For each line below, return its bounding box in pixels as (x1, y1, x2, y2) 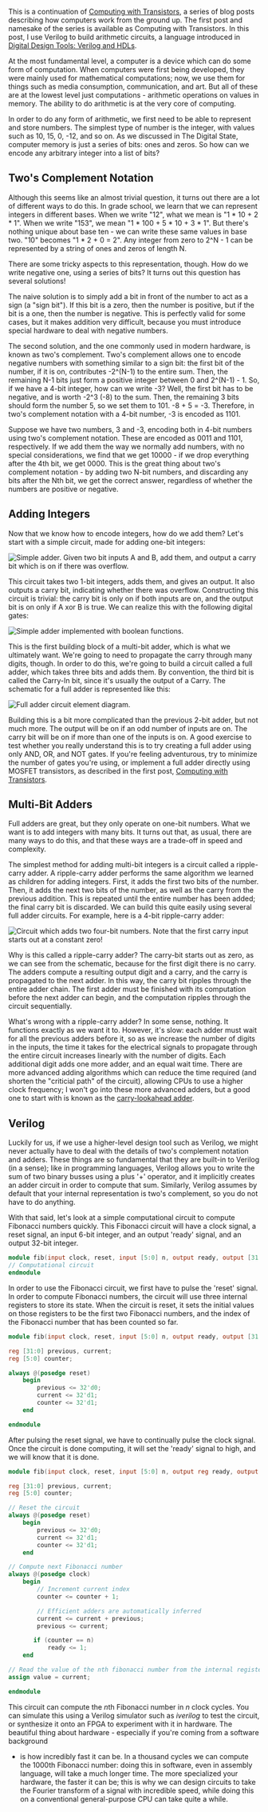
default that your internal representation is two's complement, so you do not (8, 1189, 258, 1198)
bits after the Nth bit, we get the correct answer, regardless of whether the (8, 475, 253, 485)
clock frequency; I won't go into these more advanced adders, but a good (8, 1085, 250, 1094)
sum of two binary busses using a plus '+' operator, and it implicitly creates (8, 1172, 255, 1182)
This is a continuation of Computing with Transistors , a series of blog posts (8, 7, 255, 16)
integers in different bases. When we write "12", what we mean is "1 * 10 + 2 (8, 210, 258, 219)
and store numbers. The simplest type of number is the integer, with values (8, 123, 255, 132)
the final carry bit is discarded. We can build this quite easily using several (8, 902, 253, 912)
